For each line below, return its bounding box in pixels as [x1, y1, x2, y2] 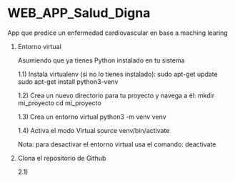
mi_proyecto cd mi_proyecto [17, 98, 101, 107]
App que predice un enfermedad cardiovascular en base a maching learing [7, 28, 229, 37]
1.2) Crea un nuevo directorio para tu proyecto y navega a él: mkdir [17, 91, 215, 100]
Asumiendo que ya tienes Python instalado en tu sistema [17, 55, 185, 65]
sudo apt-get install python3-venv [17, 77, 119, 86]
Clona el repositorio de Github [17, 154, 106, 162]
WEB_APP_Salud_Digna [7, 5, 151, 21]
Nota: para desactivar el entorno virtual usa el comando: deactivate [17, 140, 216, 149]
